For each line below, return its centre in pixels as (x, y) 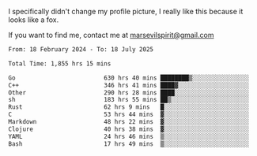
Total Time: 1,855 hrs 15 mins (60, 63)
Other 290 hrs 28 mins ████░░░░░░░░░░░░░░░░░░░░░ (128, 93)
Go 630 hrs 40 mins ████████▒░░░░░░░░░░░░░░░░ (128, 78)
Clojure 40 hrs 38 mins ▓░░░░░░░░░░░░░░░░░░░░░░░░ (128, 129)
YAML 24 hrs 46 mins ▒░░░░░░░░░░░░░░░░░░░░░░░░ (128, 136)
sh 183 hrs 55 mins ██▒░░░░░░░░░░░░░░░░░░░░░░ (128, 100)
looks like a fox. (34, 20)
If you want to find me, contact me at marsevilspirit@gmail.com (111, 35)
